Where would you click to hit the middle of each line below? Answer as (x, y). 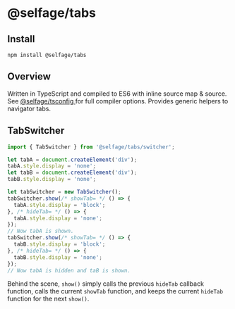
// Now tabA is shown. (41, 231)
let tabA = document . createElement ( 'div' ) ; (72, 160)
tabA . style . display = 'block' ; (60, 205)
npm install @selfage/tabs (47, 55)
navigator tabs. (29, 108)
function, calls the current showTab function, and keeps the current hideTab (115, 291)
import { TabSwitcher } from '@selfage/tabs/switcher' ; (91, 147)
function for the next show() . (48, 299)
